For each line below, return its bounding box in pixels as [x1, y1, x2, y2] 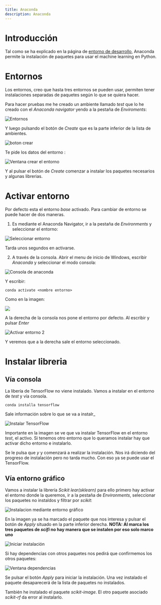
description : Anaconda [5, 12, 51, 17]
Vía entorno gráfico [5, 474, 65, 483]
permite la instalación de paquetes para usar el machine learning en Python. [5, 54, 157, 60]
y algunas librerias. [5, 173, 43, 179]
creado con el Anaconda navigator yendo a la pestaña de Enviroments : [5, 106, 147, 112]
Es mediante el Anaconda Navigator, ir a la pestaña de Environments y [12, 221, 152, 227]
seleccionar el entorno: [12, 226, 58, 232]
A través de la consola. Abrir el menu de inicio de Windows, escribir [12, 255, 147, 260]
